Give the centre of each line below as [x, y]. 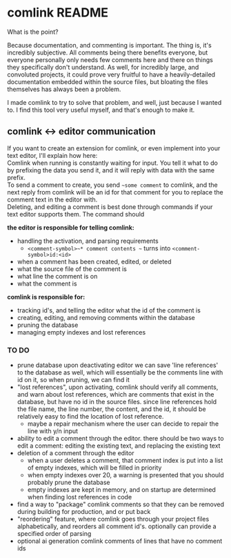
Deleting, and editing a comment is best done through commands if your [110, 207]
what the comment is [47, 283]
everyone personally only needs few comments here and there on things [110, 59]
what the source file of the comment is [72, 269]
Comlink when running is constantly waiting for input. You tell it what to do [113, 163]
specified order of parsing [54, 534]
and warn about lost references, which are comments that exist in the [116, 395]
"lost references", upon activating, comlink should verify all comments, [118, 387]
